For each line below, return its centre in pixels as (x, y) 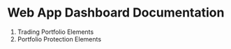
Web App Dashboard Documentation (116, 13)
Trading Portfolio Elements (55, 32)
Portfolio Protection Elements (59, 39)
